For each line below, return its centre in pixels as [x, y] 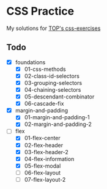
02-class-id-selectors [52, 76]
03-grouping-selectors [53, 83]
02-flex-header [44, 145]
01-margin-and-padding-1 [57, 117]
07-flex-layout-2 [45, 179]
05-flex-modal [42, 166]
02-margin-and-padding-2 [58, 124]
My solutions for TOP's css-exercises [53, 28]
